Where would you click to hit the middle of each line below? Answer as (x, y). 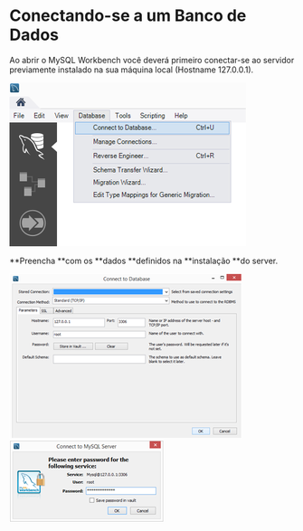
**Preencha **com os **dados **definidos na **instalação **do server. (144, 261)
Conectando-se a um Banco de (128, 16)
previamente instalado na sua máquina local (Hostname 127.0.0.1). (132, 70)
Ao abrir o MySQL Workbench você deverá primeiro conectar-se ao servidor (152, 60)
